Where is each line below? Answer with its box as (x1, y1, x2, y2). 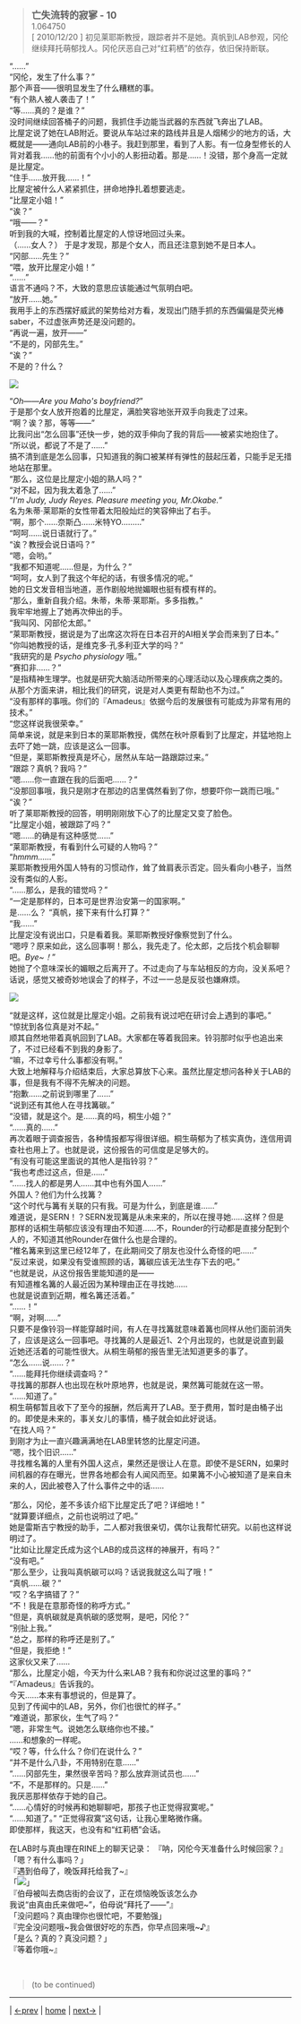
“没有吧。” (9, 1555, 45, 1566)
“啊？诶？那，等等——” (9, 418, 96, 428)
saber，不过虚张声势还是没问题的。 (9, 316, 141, 326)
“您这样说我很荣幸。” (9, 719, 83, 728)
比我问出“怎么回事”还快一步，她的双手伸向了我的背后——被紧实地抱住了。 (9, 429, 284, 439)
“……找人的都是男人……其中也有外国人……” (9, 1178, 166, 1188)
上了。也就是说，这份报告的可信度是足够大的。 (39, 1144, 213, 1155)
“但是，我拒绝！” (9, 1645, 72, 1656)
